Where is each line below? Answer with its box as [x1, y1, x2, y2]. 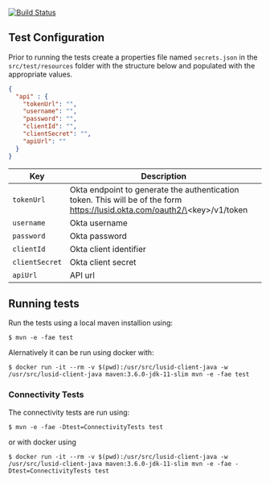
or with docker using [8, 437, 76, 447]
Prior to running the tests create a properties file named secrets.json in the [8, 52, 258, 62]
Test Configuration [8, 31, 105, 44]
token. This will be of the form [69, 194, 182, 205]
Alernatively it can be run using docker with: [8, 348, 154, 357]
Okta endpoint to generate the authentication [69, 184, 239, 195]
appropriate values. [8, 69, 73, 79]
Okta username [69, 217, 129, 229]
